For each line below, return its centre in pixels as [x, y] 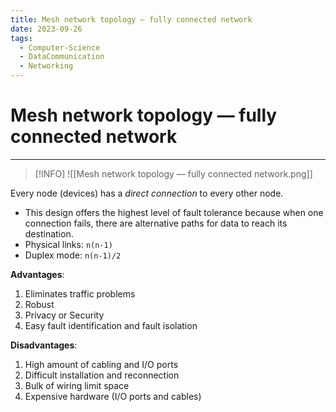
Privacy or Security [64, 315]
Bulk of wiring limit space [77, 385]
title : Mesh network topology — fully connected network [131, 19]
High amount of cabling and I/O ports [101, 364]
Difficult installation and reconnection [102, 375]
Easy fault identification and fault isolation [111, 325]
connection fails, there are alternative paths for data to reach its [156, 223]
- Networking [46, 66]
